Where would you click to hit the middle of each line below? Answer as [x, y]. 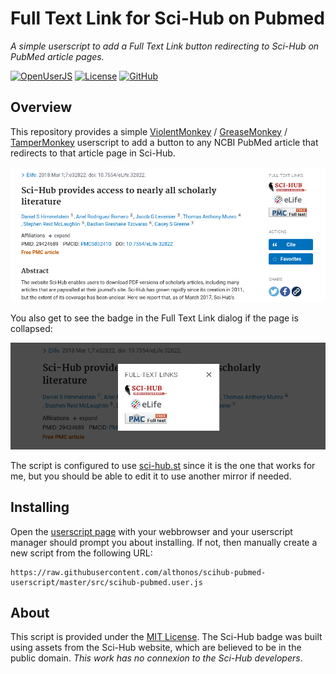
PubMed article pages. [57, 56]
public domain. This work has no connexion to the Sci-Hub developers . [156, 658]
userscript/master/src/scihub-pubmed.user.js [106, 582]
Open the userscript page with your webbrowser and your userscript [151, 531]
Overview [41, 107]
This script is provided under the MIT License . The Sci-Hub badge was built [166, 637]
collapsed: [31, 328]
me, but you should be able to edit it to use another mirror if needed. [151, 476]
